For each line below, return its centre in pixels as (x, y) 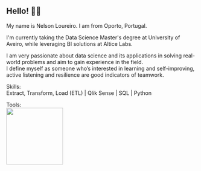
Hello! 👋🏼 (24, 11)
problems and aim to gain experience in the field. (82, 62)
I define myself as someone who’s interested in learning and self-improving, (101, 68)
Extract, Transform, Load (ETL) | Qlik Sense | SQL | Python (79, 93)
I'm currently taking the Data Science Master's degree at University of (93, 37)
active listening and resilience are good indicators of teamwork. (85, 75)
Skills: (14, 86)
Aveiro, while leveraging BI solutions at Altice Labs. (69, 44)
